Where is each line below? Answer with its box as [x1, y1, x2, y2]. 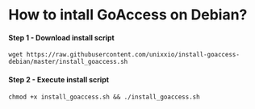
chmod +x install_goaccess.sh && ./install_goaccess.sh [8, 93, 200, 101]
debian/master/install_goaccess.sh [8, 58, 128, 66]
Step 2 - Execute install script [8, 74, 110, 84]
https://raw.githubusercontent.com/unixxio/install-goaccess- [26, 51, 240, 59]
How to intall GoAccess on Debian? [8, 6, 248, 24]
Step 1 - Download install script [8, 32, 115, 42]
